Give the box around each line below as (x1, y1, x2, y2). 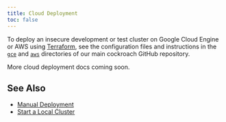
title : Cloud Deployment (7, 10, 78, 17)
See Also (7, 82, 46, 94)
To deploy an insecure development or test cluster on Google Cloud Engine (7, 35, 219, 43)
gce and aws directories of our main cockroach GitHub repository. (7, 49, 190, 58)
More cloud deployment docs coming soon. (7, 63, 130, 71)
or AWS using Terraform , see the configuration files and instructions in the (7, 42, 217, 50)
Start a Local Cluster (16, 108, 75, 116)
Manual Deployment (16, 100, 74, 109)
